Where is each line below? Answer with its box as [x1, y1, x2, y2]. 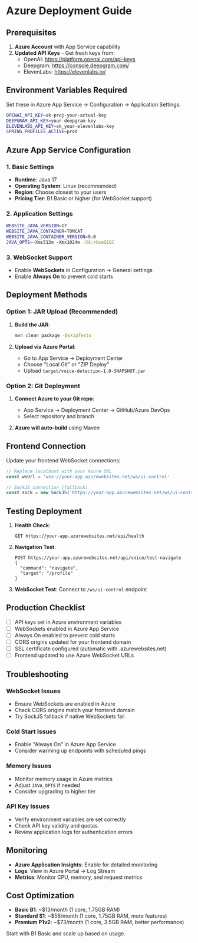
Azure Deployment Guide [6, 4, 132, 18]
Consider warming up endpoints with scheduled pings [14, 747, 146, 755]
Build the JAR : [14, 321, 50, 328]
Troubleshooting [6, 669, 69, 679]
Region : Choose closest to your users [14, 188, 107, 196]
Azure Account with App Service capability [14, 43, 121, 50]
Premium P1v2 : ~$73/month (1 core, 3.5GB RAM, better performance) [14, 919, 184, 926]
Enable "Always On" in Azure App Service [14, 741, 116, 748]
